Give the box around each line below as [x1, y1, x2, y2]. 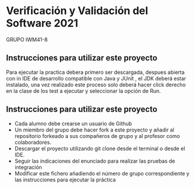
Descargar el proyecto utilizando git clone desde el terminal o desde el [14, 145, 186, 152]
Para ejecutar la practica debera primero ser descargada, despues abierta [6, 69, 185, 76]
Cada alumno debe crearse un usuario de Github [14, 120, 132, 127]
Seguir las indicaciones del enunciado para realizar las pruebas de [14, 157, 176, 164]
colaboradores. [14, 139, 52, 146]
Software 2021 [6, 16, 78, 30]
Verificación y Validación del [6, 4, 148, 18]
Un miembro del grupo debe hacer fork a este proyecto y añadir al [14, 126, 175, 133]
